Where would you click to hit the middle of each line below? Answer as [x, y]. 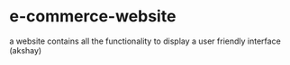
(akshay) [26, 50]
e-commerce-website [93, 16]
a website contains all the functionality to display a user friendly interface [145, 41]
